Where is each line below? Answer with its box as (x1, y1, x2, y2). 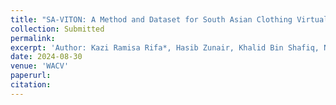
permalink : (10, 33, 56, 43)
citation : (10, 80, 52, 90)
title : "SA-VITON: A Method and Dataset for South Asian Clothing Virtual (10, 14, 329, 25)
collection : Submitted (10, 24, 105, 34)
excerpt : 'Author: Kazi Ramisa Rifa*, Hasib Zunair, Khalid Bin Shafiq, (10, 42, 320, 53)
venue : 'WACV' (10, 61, 70, 71)
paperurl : (10, 71, 52, 81)
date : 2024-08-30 (10, 52, 83, 62)
